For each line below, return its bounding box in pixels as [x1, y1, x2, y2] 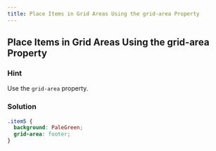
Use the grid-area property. [7, 84, 89, 93]
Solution [7, 102, 37, 112]
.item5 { [7, 117, 33, 125]
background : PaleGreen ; [13, 124, 83, 131]
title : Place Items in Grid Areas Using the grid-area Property [7, 10, 200, 18]
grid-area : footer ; [13, 131, 71, 138]
